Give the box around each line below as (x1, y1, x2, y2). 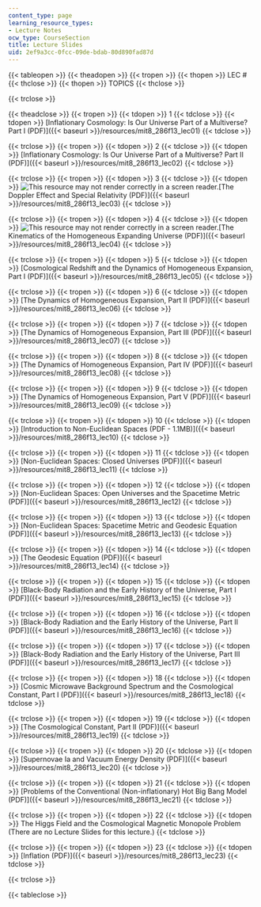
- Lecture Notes (8, 26, 62, 34)
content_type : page (8, 11, 73, 20)
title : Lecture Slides (8, 41, 83, 49)
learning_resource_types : (8, 19, 93, 27)
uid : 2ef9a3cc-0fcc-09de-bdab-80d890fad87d (8, 48, 154, 56)
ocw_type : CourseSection (8, 33, 90, 42)
